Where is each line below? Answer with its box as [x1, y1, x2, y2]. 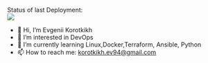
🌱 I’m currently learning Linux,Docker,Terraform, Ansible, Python [17, 40, 202, 49]
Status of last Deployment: [7, 6, 83, 14]
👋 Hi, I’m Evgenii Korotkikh [17, 26, 93, 34]
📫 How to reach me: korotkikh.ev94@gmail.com [17, 48, 157, 56]
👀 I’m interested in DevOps [17, 34, 94, 41]
